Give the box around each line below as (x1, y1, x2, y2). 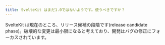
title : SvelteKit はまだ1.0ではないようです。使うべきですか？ (5, 7, 125, 12)
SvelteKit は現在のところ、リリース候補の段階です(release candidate (5, 21, 148, 27)
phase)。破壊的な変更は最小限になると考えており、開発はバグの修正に (5, 28, 152, 34)
